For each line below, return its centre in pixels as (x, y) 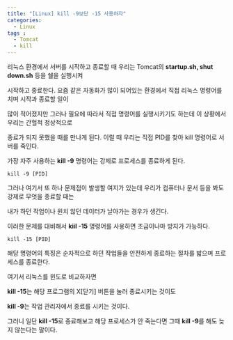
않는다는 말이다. (36, 330)
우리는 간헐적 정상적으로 (40, 122)
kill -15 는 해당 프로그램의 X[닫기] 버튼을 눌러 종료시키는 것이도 (91, 291)
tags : (17, 33)
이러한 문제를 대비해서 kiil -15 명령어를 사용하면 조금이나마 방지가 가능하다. (109, 226)
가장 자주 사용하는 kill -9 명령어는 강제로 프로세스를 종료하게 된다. (96, 161)
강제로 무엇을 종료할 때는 (41, 196)
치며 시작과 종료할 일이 (38, 99)
